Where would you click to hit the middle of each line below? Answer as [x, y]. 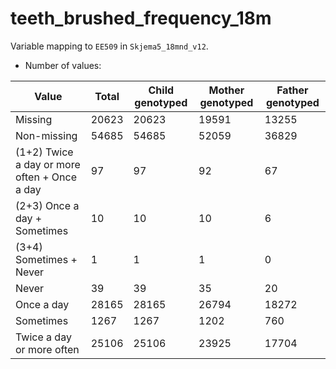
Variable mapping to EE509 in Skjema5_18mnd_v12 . [109, 46]
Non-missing [46, 135]
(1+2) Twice [44, 152]
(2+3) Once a [47, 205]
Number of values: [63, 65]
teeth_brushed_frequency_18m [141, 18]
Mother [226, 90]
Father [292, 90]
